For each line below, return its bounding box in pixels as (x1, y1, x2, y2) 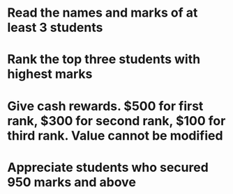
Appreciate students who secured (7, 159, 209, 175)
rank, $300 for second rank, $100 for (7, 113, 226, 129)
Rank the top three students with (7, 51, 201, 67)
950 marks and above (7, 174, 136, 190)
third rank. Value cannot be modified (7, 127, 223, 143)
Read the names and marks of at (7, 5, 198, 21)
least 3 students (7, 19, 103, 35)
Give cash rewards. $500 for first (7, 98, 204, 114)
